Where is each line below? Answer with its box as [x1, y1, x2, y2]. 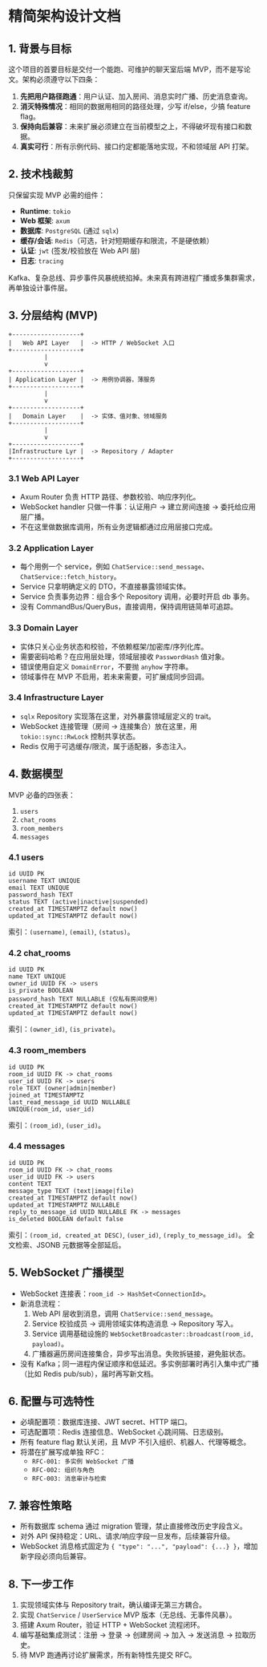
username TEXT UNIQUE [8, 876, 81, 884]
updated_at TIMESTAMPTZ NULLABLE [8, 1200, 120, 1209]
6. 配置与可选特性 [8, 1394, 95, 1408]
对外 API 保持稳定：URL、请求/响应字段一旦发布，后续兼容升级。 [19, 1531, 235, 1541]
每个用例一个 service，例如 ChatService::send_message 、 [19, 562, 209, 572]
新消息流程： [19, 1298, 63, 1308]
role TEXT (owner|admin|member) [8, 1084, 116, 1092]
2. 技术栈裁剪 [8, 168, 74, 181]
